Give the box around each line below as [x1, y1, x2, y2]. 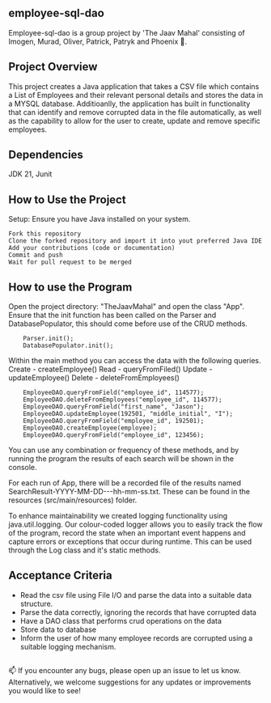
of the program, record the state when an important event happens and [8, 528, 246, 538]
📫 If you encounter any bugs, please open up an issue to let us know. [8, 666, 241, 675]
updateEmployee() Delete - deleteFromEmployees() [8, 373, 180, 383]
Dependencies [8, 148, 83, 162]
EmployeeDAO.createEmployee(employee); [23, 424, 158, 432]
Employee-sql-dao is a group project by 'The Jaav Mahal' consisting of [8, 28, 245, 37]
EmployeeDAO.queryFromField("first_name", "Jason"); [23, 403, 205, 411]
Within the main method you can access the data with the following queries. [8, 356, 261, 366]
